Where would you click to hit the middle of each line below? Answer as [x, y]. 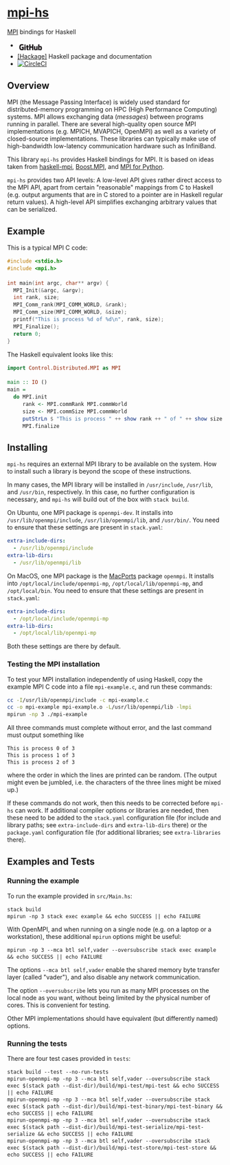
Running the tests [37, 1044]
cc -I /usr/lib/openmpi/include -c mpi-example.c [78, 700]
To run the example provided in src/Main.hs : [70, 896]
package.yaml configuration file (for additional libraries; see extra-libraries [114, 833]
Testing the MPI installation [54, 665]
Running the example [43, 881]
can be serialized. [32, 210]
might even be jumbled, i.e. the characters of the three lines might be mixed [114, 782]
